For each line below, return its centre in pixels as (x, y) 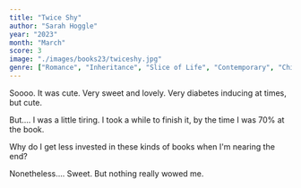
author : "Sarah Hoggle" (54, 26)
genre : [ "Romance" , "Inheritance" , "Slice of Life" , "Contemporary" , (142, 68)
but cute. (26, 102)
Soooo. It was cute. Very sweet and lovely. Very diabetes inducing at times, (148, 93)
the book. (27, 129)
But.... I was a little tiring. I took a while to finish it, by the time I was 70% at (147, 120)
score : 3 (26, 51)
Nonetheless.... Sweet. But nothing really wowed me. (107, 173)
